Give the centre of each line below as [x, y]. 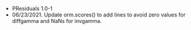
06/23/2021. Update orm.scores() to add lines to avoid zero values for [99, 15]
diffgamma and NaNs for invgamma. [57, 21]
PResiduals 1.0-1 [32, 9]
